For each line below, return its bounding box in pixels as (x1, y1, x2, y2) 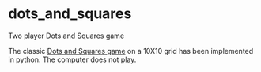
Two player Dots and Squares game (8, 31, 125, 40)
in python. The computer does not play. (8, 55, 137, 64)
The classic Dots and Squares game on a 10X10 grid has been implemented (8, 46, 254, 55)
